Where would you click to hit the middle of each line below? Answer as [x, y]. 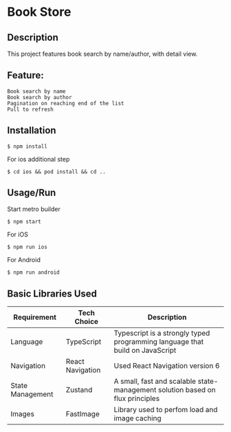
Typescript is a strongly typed [162, 333]
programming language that [159, 342]
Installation [32, 130]
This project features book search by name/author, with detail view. [102, 54]
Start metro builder [34, 209]
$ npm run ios [27, 247]
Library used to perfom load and [166, 410]
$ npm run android [33, 272]
